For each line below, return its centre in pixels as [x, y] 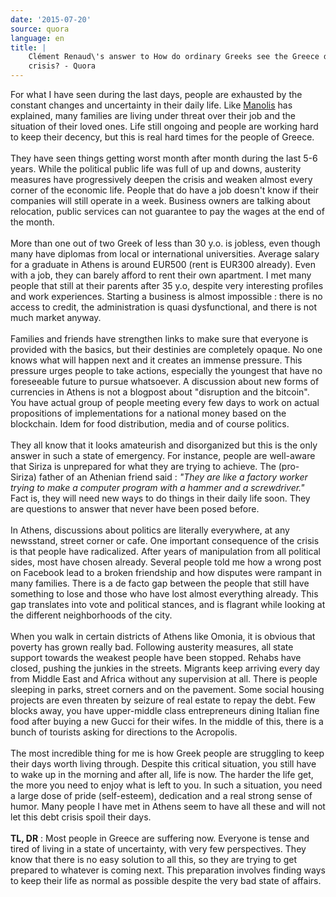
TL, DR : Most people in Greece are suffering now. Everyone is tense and [160, 838]
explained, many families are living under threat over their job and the [153, 115]
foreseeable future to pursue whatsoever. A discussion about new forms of [165, 381]
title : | [28, 47]
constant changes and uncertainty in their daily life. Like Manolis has [151, 105]
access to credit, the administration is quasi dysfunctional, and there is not [164, 307]
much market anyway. [56, 317]
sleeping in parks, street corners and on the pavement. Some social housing [167, 689]
